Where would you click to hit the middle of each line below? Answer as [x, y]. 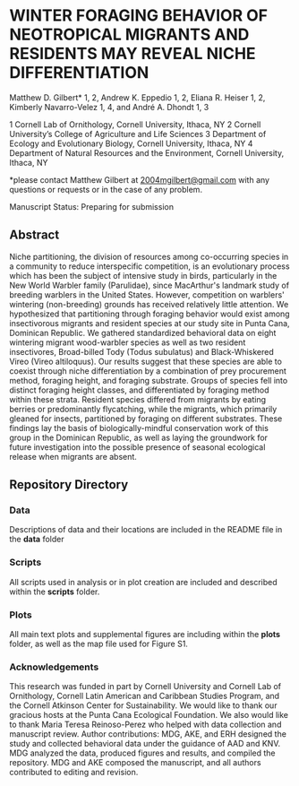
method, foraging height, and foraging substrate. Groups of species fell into [149, 380]
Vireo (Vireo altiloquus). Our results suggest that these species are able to [145, 361]
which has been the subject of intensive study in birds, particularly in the [143, 275]
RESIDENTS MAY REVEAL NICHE [133, 54]
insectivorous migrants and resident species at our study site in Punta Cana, [149, 323]
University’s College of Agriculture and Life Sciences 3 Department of [138, 134]
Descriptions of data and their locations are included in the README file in [146, 530]
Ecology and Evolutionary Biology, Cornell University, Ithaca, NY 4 [131, 143]
